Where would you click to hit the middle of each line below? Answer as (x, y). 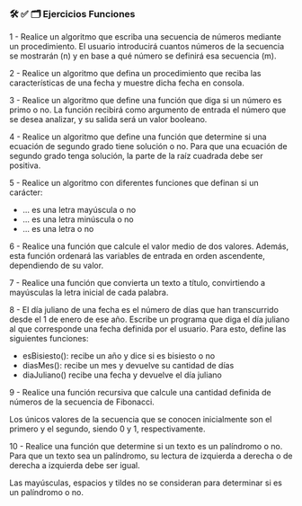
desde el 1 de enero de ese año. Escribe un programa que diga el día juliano (150, 320)
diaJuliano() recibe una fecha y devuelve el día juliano (122, 375)
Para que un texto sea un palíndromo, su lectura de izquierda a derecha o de (151, 456)
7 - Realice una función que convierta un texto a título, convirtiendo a (138, 283)
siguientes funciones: (49, 339)
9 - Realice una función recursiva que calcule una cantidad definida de (140, 393)
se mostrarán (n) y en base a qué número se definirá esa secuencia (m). (143, 56)
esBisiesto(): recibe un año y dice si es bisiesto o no (119, 356)
